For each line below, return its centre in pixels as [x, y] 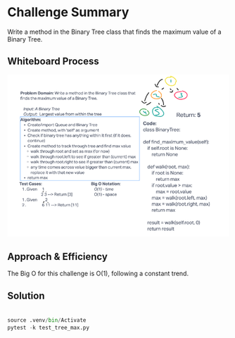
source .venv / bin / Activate [47, 320]
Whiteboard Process [53, 62]
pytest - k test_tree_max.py [49, 327]
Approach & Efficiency [57, 257]
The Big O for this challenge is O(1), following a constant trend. [98, 274]
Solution [26, 295]
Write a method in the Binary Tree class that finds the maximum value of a [114, 32]
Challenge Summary [68, 12]
